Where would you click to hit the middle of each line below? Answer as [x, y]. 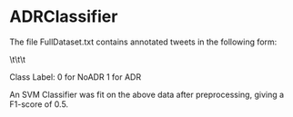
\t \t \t [17, 59]
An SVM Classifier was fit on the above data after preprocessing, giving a [147, 94]
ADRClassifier [64, 17]
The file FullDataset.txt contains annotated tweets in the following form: [143, 42]
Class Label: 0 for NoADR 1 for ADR [76, 77]
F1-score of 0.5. [39, 104]
